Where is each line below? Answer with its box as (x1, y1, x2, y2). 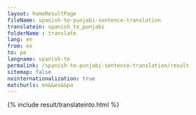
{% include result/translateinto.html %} (7, 100, 120, 109)
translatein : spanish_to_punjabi (7, 23, 105, 30)
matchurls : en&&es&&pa (7, 82, 73, 89)
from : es (7, 43, 33, 49)
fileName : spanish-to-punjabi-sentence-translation (7, 17, 161, 24)
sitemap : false (7, 68, 52, 75)
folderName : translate (7, 29, 77, 37)
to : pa (7, 49, 27, 56)
